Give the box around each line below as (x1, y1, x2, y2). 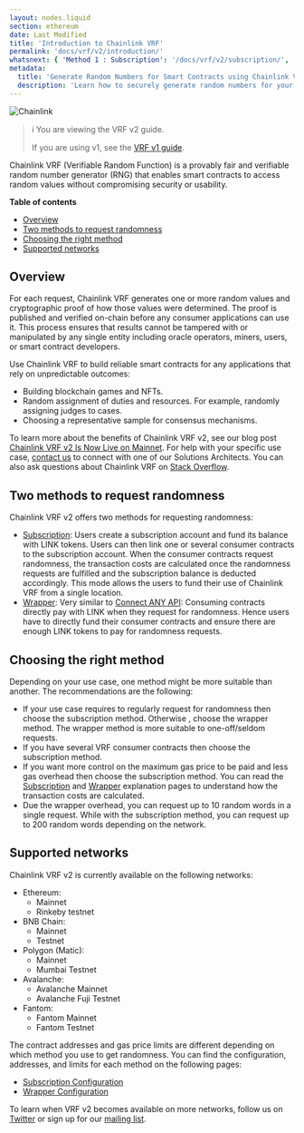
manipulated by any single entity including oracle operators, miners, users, (9, 332, 288, 343)
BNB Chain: (22, 915, 66, 926)
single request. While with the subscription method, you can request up (22, 809, 290, 821)
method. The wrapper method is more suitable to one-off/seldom (22, 723, 265, 734)
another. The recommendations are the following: (9, 686, 194, 697)
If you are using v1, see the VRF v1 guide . (31, 142, 185, 152)
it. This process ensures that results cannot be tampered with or (9, 322, 249, 333)
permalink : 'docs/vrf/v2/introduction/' (9, 47, 165, 56)
